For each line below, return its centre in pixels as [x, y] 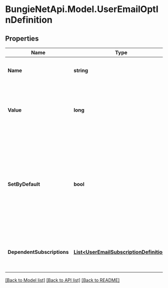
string [81, 70]
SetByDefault [24, 184]
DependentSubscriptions [38, 252]
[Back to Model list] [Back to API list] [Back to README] [62, 280]
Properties [22, 38]
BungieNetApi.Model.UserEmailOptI [82, 9]
